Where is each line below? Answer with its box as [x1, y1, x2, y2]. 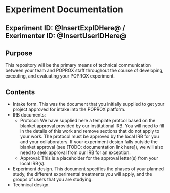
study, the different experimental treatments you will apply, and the [12, 171, 152, 177]
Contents [5, 88, 35, 96]
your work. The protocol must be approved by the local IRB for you [20, 133, 159, 140]
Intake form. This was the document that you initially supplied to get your [12, 101, 165, 107]
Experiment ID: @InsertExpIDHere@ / [5, 24, 125, 32]
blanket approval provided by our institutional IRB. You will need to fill [20, 123, 164, 129]
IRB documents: [12, 112, 46, 118]
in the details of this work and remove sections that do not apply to [20, 128, 160, 134]
